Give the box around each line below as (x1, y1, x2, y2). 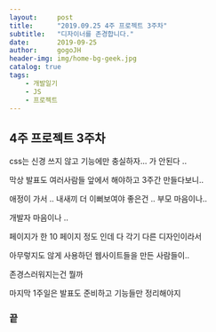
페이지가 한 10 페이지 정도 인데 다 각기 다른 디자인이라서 (9, 232, 203, 242)
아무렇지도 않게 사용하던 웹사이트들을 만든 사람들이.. (9, 250, 189, 261)
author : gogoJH (9, 46, 82, 55)
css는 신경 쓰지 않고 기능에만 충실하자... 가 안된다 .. (9, 156, 188, 167)
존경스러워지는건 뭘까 (9, 269, 84, 280)
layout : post (9, 12, 74, 22)
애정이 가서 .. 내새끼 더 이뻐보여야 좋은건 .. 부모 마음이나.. (9, 194, 207, 204)
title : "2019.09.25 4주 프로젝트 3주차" (9, 21, 168, 30)
